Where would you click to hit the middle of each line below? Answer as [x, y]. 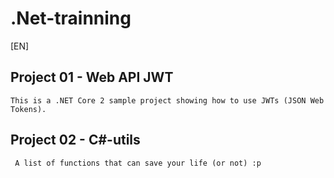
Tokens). [28, 109]
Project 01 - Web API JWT [92, 77]
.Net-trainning [71, 18]
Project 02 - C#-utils [75, 140]
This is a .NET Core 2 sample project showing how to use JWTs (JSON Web [167, 100]
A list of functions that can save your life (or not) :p [138, 163]
